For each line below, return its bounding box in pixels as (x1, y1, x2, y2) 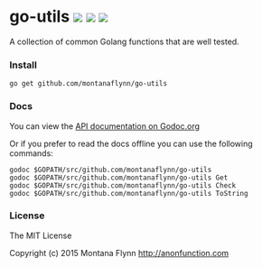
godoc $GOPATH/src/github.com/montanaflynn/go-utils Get (9, 173, 229, 182)
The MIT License (9, 230, 72, 241)
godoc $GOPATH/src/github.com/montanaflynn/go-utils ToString (9, 189, 248, 198)
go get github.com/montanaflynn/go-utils (9, 79, 168, 88)
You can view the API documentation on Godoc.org (9, 120, 201, 132)
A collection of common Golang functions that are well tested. (9, 36, 239, 47)
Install (9, 59, 38, 71)
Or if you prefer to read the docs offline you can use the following (9, 138, 253, 149)
